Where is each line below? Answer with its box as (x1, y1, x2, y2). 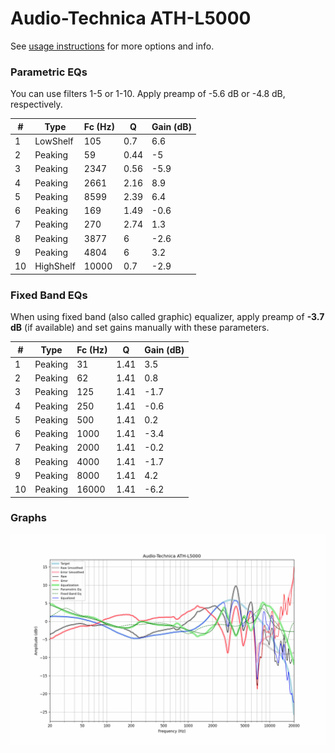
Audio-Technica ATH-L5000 (10, 7, 252, 30)
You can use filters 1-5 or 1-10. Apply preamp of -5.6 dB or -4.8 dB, (10, 88, 286, 100)
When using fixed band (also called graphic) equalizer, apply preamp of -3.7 (10, 311, 325, 323)
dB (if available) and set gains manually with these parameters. (10, 322, 270, 334)
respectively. (10, 98, 63, 111)
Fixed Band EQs (10, 288, 88, 302)
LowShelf (34, 135, 74, 147)
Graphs (10, 511, 47, 525)
